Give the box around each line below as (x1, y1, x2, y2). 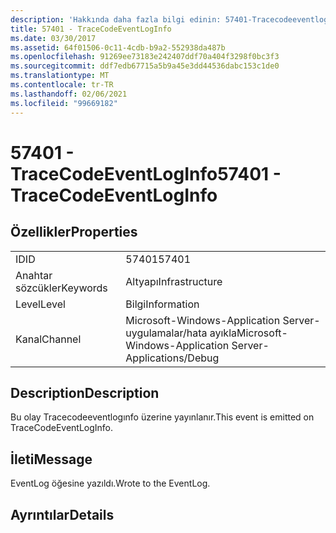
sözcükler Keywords (15, 281, 108, 295)
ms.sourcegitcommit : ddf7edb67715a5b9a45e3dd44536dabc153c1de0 (10, 61, 280, 71)
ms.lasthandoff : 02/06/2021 (10, 89, 128, 99)
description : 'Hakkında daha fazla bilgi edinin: (10, 14, 222, 25)
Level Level (15, 297, 66, 311)
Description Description (10, 384, 160, 401)
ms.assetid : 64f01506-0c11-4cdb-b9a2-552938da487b (10, 42, 226, 53)
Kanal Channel (15, 332, 82, 346)
